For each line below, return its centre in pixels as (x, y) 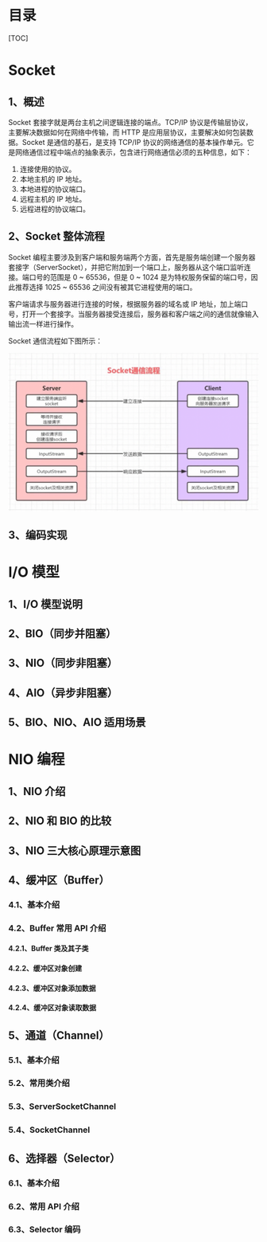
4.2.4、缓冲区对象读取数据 (52, 1008)
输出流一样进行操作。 (43, 323)
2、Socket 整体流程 (57, 236)
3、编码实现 (38, 535)
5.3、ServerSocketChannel (62, 1107)
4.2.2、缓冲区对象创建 (45, 969)
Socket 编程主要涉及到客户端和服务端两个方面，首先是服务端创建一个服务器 (132, 257)
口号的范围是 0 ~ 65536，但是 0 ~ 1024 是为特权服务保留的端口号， (140, 277)
